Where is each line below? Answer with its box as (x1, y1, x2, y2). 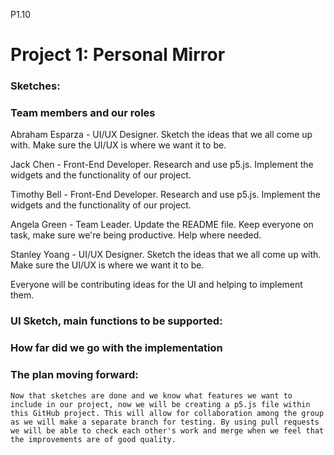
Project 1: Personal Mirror (10, 44, 226, 66)
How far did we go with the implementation (10, 341, 223, 355)
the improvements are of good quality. (10, 434, 177, 444)
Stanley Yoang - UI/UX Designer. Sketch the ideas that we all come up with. (10, 249, 322, 261)
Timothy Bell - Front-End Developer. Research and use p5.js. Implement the (10, 189, 321, 201)
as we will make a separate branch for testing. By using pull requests (10, 417, 320, 427)
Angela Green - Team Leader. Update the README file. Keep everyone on (10, 219, 314, 231)
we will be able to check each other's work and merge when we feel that (10, 425, 325, 436)
